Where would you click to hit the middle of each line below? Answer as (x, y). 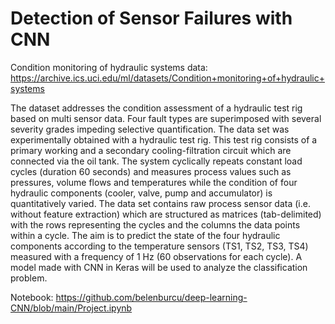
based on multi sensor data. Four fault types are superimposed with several (166, 118)
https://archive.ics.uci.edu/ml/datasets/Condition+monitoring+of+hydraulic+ (168, 78)
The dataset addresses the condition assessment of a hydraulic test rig (156, 108)
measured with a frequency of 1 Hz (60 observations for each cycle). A (156, 256)
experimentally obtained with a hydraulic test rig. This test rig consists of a (164, 139)
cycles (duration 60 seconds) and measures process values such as (151, 171)
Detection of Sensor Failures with (151, 18)
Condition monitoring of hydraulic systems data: (109, 67)
